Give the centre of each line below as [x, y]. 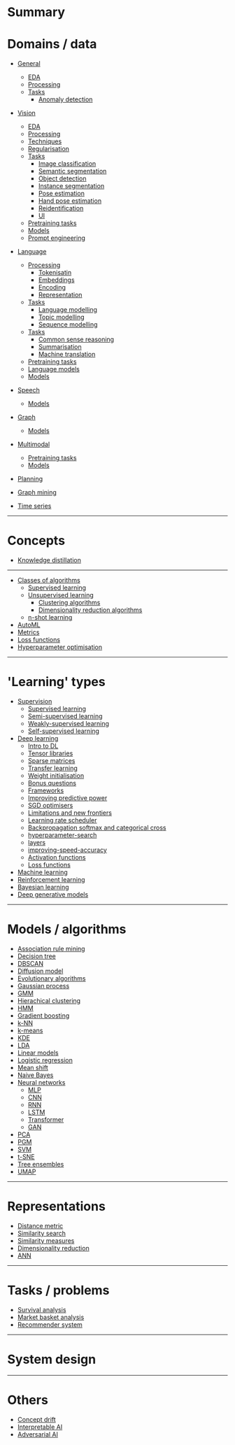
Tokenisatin [55, 273]
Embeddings [56, 280]
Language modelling [68, 310]
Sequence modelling [68, 325]
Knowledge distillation [49, 560]
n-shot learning [50, 618]
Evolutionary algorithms [51, 978]
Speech [28, 390]
